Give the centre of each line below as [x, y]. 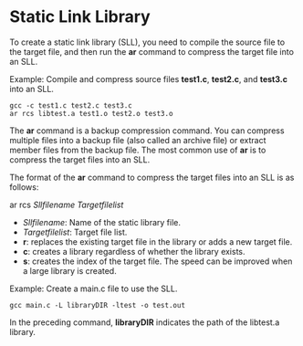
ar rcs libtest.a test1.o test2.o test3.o [91, 113]
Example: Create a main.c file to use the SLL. [94, 288]
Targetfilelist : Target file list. [75, 232]
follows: [24, 187]
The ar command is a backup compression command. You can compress [147, 131]
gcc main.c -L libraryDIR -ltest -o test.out [97, 305]
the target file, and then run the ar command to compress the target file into [152, 51]
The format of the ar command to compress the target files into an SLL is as [152, 177]
